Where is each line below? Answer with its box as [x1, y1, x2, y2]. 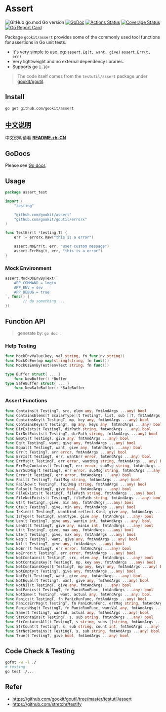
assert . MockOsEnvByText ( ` [5, 276, 58, 281]
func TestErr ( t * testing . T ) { [5, 230, 68, 235]
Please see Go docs [5, 162, 46, 168]
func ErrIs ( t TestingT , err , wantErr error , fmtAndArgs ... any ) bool [5, 454, 152, 459]
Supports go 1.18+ [12, 64, 50, 70]
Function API [5, 317, 45, 326]
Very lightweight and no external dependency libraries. [12, 58, 124, 64]
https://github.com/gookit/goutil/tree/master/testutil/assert [12, 696, 132, 702]
